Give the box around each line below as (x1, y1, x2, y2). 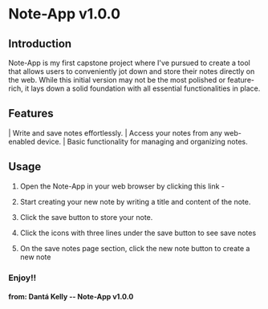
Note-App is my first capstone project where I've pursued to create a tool (8, 58, 250, 67)
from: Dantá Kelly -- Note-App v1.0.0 (8, 292, 134, 302)
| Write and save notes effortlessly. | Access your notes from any (8, 128, 223, 137)
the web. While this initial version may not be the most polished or (8, 75, 226, 84)
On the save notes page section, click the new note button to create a (19, 243, 250, 253)
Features (8, 107, 54, 120)
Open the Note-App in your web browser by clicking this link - (19, 181, 225, 191)
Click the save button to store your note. (19, 212, 153, 222)
